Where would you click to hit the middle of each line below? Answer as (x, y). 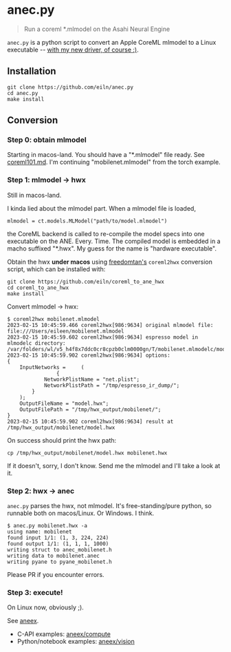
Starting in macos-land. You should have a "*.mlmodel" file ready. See (106, 155)
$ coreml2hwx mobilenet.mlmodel (53, 319)
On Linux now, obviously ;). (45, 607)
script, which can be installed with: (56, 269)
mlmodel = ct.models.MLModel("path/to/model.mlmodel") (87, 221)
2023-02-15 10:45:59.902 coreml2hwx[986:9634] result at (90, 421)
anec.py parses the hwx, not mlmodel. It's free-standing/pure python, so (109, 506)
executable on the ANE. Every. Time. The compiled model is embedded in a (114, 241)
